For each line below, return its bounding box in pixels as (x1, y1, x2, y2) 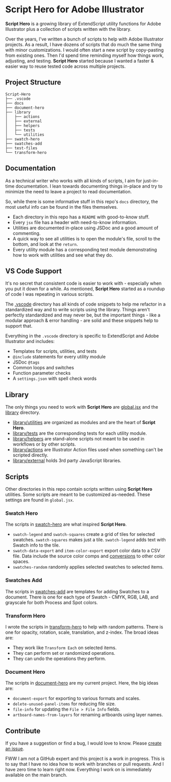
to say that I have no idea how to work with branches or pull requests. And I (5, 761, 164, 767)
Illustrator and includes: (5, 338, 55, 345)
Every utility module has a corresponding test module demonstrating (12, 246, 157, 252)
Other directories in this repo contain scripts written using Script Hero (5, 486, 153, 492)
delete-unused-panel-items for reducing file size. (12, 701, 116, 707)
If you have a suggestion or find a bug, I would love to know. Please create (5, 740, 162, 746)
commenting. (12, 230, 41, 236)
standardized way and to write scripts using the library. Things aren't (5, 307, 150, 313)
